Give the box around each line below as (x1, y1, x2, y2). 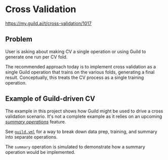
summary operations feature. (5, 118, 66, 125)
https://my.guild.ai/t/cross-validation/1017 (5, 20, 92, 26)
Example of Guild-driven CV (5, 95, 95, 103)
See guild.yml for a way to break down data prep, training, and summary (5, 128, 158, 135)
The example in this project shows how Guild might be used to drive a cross (5, 108, 163, 114)
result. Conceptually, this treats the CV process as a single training (5, 74, 144, 81)
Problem (5, 35, 33, 44)
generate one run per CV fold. (5, 54, 68, 60)
